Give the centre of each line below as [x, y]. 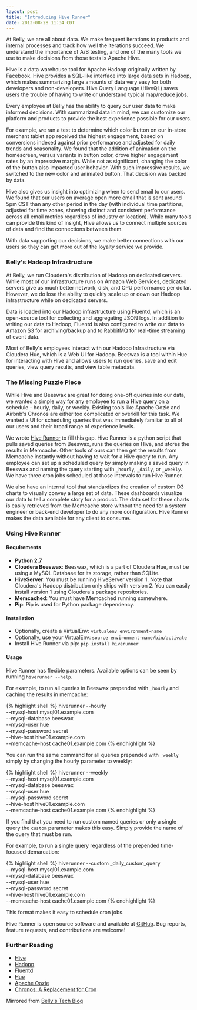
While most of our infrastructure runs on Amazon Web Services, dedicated [96, 281]
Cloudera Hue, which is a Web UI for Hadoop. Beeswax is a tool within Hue [97, 354]
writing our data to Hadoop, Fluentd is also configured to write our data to [95, 324]
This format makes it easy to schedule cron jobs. [65, 912]
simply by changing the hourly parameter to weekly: [69, 761]
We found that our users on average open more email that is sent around [94, 198]
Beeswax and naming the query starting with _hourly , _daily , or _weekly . [94, 469]
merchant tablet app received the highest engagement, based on [85, 136]
